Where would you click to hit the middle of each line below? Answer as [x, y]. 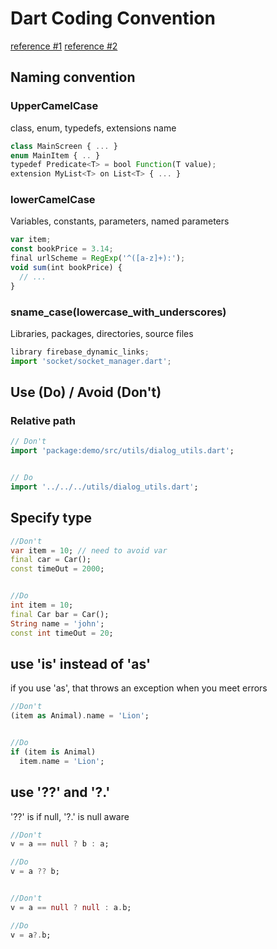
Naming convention [73, 77]
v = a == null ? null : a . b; [71, 907]
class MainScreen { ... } [64, 146]
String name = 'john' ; [57, 623]
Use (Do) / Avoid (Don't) [86, 392]
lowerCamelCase [53, 200]
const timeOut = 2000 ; [57, 569]
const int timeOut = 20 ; [62, 633]
